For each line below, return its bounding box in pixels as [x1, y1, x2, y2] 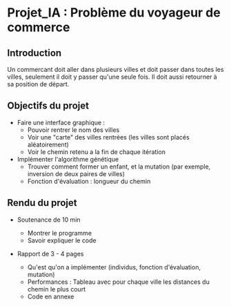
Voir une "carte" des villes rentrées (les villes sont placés [27, 133, 190, 141]
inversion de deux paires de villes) [27, 169, 125, 178]
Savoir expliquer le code [27, 236, 97, 245]
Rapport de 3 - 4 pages [17, 249, 84, 258]
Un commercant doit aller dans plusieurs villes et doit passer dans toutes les [7, 66, 224, 73]
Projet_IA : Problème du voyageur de [7, 5, 221, 21]
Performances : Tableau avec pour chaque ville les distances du [27, 278, 210, 286]
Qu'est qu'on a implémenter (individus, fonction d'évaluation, [27, 262, 201, 271]
